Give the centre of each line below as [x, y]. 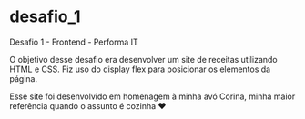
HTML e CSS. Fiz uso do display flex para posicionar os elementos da [140, 69]
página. [24, 78]
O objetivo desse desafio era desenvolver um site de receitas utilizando [143, 59]
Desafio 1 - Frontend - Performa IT [74, 42]
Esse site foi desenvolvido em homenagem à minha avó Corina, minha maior [152, 96]
